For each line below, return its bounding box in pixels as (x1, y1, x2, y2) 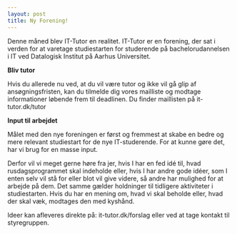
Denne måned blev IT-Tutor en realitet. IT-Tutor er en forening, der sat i (7, 36, 216, 45)
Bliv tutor (7, 66, 36, 74)
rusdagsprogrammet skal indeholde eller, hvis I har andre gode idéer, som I (7, 166, 228, 175)
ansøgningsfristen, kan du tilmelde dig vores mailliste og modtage (7, 87, 201, 96)
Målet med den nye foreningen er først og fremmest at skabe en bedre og (7, 130, 224, 138)
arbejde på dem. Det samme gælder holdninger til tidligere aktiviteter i (7, 181, 213, 190)
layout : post (7, 10, 46, 18)
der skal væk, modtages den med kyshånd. (7, 197, 135, 205)
